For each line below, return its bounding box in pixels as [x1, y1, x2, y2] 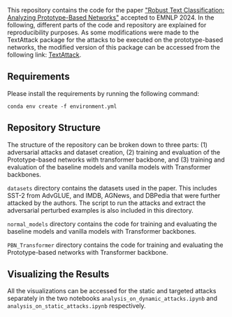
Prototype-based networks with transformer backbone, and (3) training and [7, 155, 225, 164]
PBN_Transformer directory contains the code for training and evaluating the [7, 241, 224, 249]
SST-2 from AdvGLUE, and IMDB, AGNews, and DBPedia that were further [7, 191, 221, 199]
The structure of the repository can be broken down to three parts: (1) [7, 140, 208, 149]
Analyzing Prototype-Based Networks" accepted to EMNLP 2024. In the [7, 13, 215, 22]
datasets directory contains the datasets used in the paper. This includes [7, 183, 217, 192]
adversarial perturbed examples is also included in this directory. [7, 206, 194, 214]
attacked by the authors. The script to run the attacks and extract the [7, 199, 206, 207]
